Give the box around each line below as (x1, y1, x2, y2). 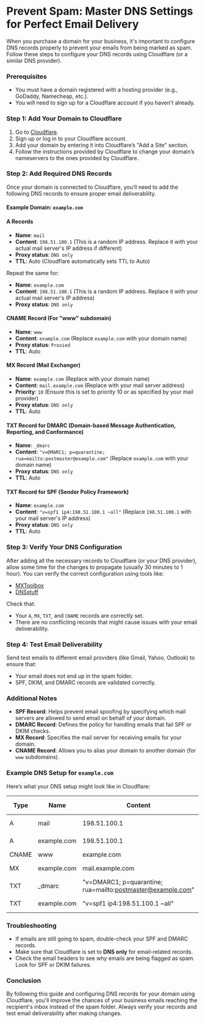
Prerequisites (6, 72, 47, 81)
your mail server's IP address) (15, 515, 91, 522)
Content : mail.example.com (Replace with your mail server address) (15, 382, 185, 389)
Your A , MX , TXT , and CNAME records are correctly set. (15, 612, 145, 619)
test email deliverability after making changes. (6, 1010, 122, 1017)
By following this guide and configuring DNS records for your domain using (6, 990, 195, 997)
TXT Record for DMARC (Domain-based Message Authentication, (6, 422, 176, 429)
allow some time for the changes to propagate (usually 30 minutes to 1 (6, 563, 183, 571)
